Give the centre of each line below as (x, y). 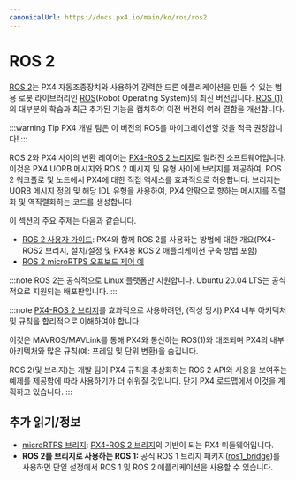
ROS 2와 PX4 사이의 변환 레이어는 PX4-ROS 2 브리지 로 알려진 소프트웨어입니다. (148, 157)
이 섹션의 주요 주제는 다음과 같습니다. (73, 220)
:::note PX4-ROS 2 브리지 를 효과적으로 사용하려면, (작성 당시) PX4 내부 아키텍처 (148, 309)
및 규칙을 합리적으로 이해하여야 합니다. (75, 321)
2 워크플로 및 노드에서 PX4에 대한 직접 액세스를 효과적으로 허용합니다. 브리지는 (145, 179)
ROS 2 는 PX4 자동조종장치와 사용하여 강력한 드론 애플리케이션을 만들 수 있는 (141, 87)
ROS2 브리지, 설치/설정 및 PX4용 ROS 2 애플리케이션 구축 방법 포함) (140, 250)
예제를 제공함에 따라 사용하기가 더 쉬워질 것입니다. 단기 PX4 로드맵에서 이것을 (143, 380)
